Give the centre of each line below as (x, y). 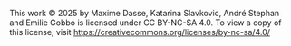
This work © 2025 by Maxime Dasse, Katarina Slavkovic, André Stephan (145, 13)
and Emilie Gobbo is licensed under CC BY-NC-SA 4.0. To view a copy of (145, 23)
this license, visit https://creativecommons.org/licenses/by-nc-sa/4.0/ (140, 32)
